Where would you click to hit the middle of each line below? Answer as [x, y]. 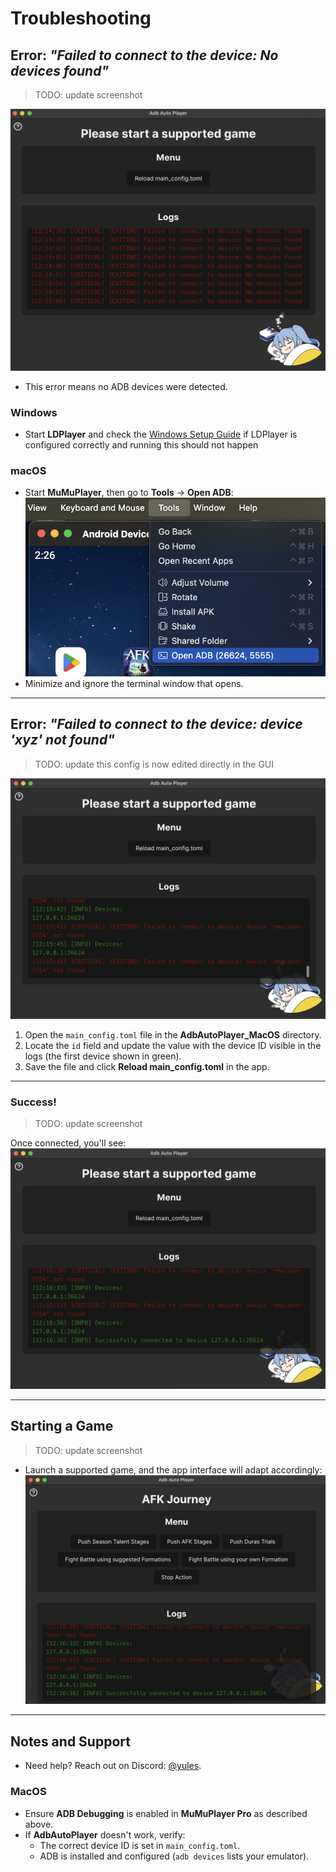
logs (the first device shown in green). [103, 1056]
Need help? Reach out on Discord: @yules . [113, 1766]
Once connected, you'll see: [68, 1143]
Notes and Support [70, 1741]
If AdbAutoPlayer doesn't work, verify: [105, 1834]
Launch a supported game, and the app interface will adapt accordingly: [173, 1469]
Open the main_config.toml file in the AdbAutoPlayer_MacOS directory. [173, 1034]
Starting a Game [62, 1426]
